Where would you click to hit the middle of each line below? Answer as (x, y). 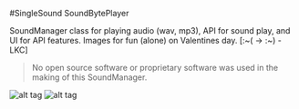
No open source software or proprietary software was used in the (155, 68)
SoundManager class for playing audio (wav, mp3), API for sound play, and (150, 30)
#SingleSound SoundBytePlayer (69, 13)
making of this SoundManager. (89, 77)
